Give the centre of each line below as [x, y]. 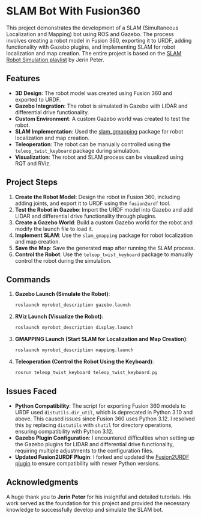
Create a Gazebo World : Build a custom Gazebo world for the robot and [104, 222]
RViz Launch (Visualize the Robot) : [59, 316]
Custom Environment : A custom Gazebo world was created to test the [102, 118]
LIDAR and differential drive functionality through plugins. [86, 216]
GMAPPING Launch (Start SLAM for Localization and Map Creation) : [101, 339]
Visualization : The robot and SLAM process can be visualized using [99, 157]
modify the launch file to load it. [54, 229]
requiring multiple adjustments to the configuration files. [84, 450]
